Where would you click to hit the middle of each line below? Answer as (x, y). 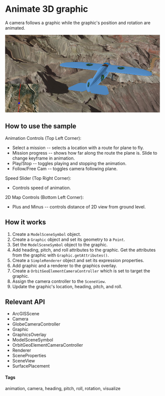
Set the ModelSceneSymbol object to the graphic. (60, 244)
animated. (15, 28)
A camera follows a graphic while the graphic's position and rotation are (78, 23)
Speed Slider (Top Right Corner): (38, 178)
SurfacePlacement (31, 366)
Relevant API (25, 302)
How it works (26, 222)
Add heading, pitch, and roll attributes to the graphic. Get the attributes (84, 250)
